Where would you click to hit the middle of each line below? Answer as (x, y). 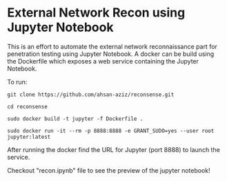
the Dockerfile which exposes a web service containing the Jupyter (103, 61)
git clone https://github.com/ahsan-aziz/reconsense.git (91, 95)
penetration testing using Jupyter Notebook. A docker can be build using (111, 54)
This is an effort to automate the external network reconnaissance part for (112, 46)
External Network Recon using (96, 13)
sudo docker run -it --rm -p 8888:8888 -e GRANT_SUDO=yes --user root (111, 131)
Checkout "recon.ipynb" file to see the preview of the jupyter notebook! (109, 170)
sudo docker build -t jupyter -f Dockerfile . (75, 119)
